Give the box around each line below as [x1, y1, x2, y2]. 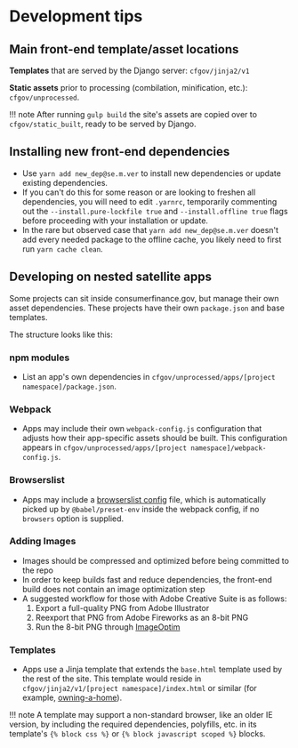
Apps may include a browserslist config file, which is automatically [21, 494, 267, 504]
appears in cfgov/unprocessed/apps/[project [21, 442, 188, 453]
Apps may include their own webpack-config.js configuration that [21, 423, 262, 434]
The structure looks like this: [9, 329, 114, 340]
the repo [21, 565, 53, 575]
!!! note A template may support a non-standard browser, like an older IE [9, 710, 273, 720]
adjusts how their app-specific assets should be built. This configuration [21, 433, 287, 444]
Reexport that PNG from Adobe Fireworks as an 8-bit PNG [35, 612, 249, 623]
